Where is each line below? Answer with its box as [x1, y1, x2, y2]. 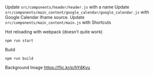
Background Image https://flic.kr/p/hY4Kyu [5, 65, 91, 70]
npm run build [5, 56, 34, 61]
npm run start [5, 38, 34, 43]
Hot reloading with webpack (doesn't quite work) [5, 29, 103, 34]
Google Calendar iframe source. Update [5, 15, 85, 20]
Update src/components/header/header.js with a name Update [5, 4, 129, 10]
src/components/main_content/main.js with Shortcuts [5, 19, 111, 25]
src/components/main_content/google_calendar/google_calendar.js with [5, 9, 149, 15]
